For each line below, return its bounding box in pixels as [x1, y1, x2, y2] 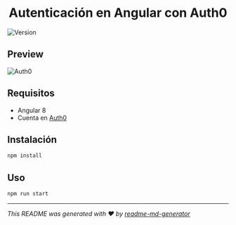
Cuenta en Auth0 [17, 114, 67, 122]
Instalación [7, 133, 58, 145]
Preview [7, 48, 44, 60]
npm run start [7, 191, 49, 198]
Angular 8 [17, 106, 46, 114]
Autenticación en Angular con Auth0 [8, 5, 228, 21]
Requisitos [7, 88, 55, 100]
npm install [7, 152, 42, 159]
